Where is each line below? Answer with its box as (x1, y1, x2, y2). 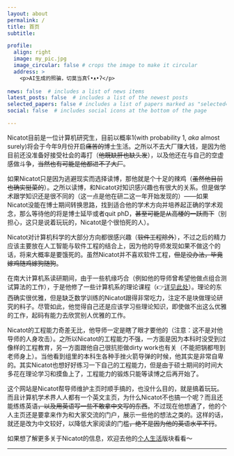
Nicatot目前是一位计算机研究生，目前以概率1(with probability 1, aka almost (7, 133, 220, 142)
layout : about (7, 10, 49, 17)
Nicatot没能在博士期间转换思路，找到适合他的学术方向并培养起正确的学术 (7, 200, 217, 209)
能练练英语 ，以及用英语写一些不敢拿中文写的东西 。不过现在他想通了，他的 (7, 402, 221, 410)
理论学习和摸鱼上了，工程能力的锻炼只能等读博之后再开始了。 (25, 369, 203, 378)
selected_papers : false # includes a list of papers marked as (7, 101, 195, 108)
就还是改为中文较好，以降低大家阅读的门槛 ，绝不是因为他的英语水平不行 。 (7, 419, 221, 427)
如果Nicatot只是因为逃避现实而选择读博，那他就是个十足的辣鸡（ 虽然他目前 (7, 174, 224, 182)
